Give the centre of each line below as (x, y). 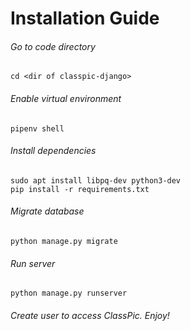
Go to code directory (53, 46)
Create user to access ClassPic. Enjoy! (90, 315)
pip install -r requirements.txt (80, 189)
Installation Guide (85, 18)
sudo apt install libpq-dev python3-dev (96, 180)
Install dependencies (53, 151)
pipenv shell (37, 128)
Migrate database (47, 211)
